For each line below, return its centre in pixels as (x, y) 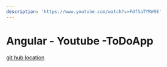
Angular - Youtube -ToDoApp (80, 41)
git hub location (25, 58)
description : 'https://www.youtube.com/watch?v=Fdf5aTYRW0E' (84, 12)
